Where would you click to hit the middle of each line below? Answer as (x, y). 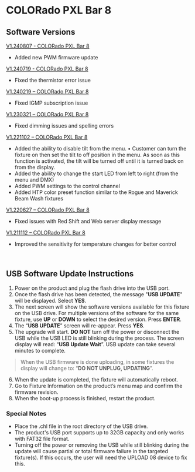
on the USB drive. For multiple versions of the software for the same (97, 313)
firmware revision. (36, 392)
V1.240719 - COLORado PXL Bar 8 (47, 69)
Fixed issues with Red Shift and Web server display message (88, 221)
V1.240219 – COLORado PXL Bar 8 (47, 91)
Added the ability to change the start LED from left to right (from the (96, 173)
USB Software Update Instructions (70, 274)
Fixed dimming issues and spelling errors (64, 126)
